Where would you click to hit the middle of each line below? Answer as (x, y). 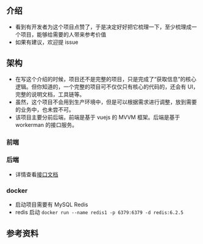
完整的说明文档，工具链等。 (50, 94)
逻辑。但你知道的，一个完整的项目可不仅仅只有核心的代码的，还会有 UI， (107, 87)
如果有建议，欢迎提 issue (47, 42)
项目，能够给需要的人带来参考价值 (63, 34)
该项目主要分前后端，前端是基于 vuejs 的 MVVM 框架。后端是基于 (98, 117)
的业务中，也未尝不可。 (45, 109)
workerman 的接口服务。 (46, 124)
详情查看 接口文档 (37, 174)
